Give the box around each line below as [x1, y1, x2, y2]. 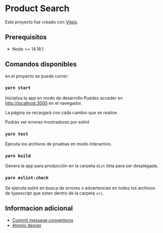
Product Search [5, 3, 70, 14]
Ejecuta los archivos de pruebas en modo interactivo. [5, 141, 112, 147]
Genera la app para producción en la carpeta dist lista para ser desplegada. [5, 163, 159, 169]
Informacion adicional [5, 204, 73, 213]
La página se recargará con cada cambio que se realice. [5, 109, 118, 115]
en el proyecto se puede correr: [5, 73, 69, 79]
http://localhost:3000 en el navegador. [5, 100, 82, 106]
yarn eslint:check [5, 175, 49, 180]
